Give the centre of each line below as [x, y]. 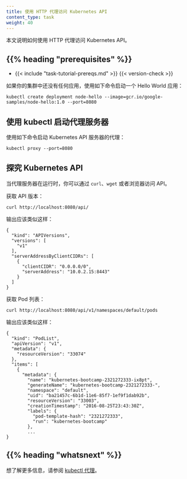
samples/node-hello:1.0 [36, 102]
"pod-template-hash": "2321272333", [78, 416]
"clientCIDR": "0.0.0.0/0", [57, 266]
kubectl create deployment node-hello [54, 97]
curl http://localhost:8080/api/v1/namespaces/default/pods [82, 310]
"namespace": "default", [58, 390]
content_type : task [30, 17]
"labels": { [42, 411]
